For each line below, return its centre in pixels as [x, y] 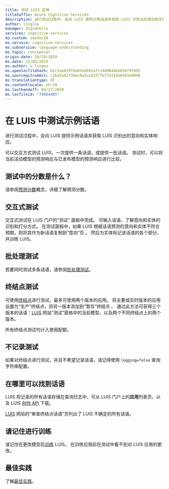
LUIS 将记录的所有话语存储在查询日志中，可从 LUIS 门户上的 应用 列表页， [81, 397]
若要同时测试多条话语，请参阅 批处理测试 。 [49, 269]
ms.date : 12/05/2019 [27, 62]
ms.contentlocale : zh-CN [31, 85]
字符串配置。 [18, 366]
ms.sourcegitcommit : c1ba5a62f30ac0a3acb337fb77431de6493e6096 [73, 76]
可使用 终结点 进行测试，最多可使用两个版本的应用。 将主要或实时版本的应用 [83, 300]
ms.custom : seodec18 [27, 38]
